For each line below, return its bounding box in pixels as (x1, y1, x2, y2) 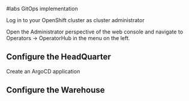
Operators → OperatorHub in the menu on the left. (6, 35, 130, 41)
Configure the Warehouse (6, 85, 105, 95)
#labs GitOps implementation (6, 5, 78, 12)
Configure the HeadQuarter (6, 52, 111, 62)
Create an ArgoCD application (6, 68, 80, 75)
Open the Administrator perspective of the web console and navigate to (6, 28, 184, 35)
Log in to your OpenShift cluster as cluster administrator (6, 17, 145, 23)
